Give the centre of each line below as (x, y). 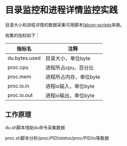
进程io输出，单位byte (70, 96)
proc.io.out (20, 95)
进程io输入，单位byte (70, 86)
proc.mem (19, 76)
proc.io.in (19, 86)
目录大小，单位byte (68, 58)
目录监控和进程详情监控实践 (62, 10)
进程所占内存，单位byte (73, 77)
